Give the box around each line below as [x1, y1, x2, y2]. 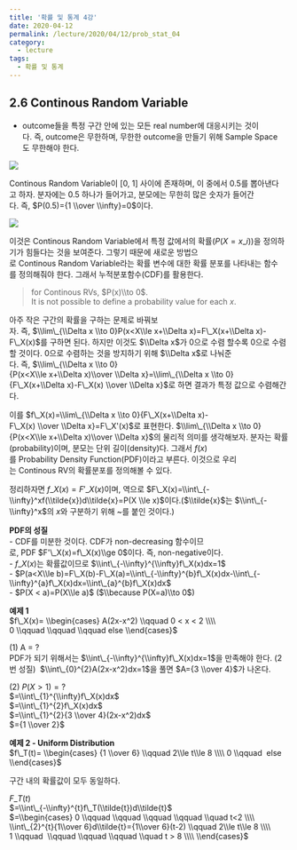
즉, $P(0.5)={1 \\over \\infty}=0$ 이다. [20, 200, 153, 211]
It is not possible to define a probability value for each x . [30, 296, 237, 306]
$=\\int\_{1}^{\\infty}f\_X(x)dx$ [9, 690, 120, 702]
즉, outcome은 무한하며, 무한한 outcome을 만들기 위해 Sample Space [34, 131, 278, 142]
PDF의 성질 [9, 525, 49, 536]
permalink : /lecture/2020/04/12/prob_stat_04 [9, 29, 180, 38]
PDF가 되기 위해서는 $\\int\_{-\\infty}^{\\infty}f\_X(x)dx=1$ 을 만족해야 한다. [9, 652, 273, 663]
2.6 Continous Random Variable [9, 95, 189, 111]
